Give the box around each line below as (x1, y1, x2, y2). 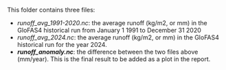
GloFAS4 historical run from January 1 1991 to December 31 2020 (16, 27, 201, 34)
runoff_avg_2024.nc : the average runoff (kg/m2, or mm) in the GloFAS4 (16, 33, 220, 41)
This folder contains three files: (7, 6, 95, 14)
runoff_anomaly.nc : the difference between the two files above (16, 48, 199, 56)
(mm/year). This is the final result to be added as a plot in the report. (16, 55, 211, 63)
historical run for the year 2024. (16, 41, 108, 48)
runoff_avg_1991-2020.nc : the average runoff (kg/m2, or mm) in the (16, 19, 207, 27)
